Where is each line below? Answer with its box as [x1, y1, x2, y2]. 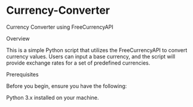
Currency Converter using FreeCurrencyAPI [6, 23, 114, 30]
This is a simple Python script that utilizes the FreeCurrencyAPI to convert [6, 46, 188, 54]
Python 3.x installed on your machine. [6, 94, 99, 101]
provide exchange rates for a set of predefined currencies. [6, 59, 151, 66]
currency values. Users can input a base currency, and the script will [6, 53, 175, 60]
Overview [6, 35, 30, 42]
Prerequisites [6, 71, 39, 78]
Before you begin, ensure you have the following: [6, 82, 127, 90]
